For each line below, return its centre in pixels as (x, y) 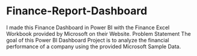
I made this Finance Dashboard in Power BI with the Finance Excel (88, 27)
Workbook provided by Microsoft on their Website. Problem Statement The (98, 33)
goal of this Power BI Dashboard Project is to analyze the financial (88, 40)
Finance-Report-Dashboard (77, 11)
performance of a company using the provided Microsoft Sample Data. (94, 46)
